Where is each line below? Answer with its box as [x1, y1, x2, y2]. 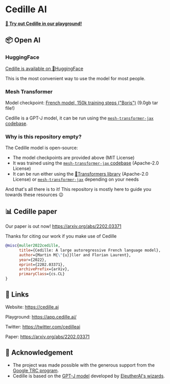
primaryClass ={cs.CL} [18, 272, 65, 277]
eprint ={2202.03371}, [18, 262, 65, 267]
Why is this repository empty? [5, 133, 82, 140]
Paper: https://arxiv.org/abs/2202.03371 [5, 333, 90, 340]
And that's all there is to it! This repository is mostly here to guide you [5, 186, 152, 193]
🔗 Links [5, 290, 29, 299]
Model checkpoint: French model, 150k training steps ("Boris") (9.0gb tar [5, 100, 158, 106]
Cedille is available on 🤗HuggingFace [5, 65, 83, 71]
